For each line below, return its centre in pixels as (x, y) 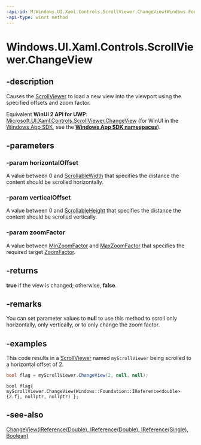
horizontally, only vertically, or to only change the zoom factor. (83, 325)
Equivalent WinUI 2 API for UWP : (47, 114)
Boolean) (17, 435)
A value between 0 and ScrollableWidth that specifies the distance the (93, 176)
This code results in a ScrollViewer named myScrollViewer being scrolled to (99, 358)
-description (30, 82)
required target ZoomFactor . (41, 252)
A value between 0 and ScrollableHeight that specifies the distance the (94, 211)
